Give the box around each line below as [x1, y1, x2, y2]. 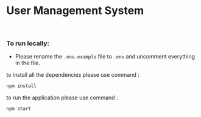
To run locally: [6, 39, 50, 48]
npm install [6, 83, 37, 89]
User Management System [6, 4, 144, 18]
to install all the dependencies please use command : [6, 71, 140, 79]
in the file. [15, 59, 41, 67]
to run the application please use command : [6, 94, 118, 101]
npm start [6, 106, 32, 112]
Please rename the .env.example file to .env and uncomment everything [15, 53, 196, 60]
